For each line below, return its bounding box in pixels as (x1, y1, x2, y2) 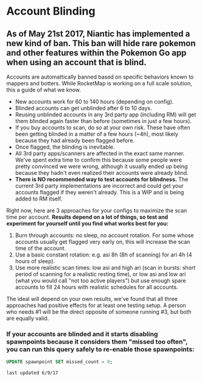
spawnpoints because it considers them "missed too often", (6, 337, 187, 345)
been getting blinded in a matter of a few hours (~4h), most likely (15, 130, 178, 138)
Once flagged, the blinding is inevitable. (15, 143, 115, 150)
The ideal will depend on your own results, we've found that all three (6, 295, 178, 302)
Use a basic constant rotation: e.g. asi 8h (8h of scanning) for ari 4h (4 (15, 251, 192, 258)
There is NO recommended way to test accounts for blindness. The (15, 175, 189, 183)
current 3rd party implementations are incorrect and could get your (15, 182, 184, 189)
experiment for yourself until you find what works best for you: (6, 220, 169, 227)
